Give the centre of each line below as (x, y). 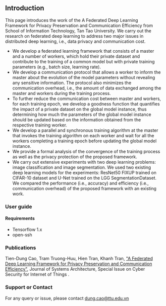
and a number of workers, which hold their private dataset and (76, 56)
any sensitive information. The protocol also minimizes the (72, 83)
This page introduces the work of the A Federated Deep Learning (72, 20)
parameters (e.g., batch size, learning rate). (56, 67)
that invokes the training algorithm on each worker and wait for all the (83, 135)
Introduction (25, 8)
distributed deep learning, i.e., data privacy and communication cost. (76, 41)
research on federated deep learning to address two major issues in (74, 36)
